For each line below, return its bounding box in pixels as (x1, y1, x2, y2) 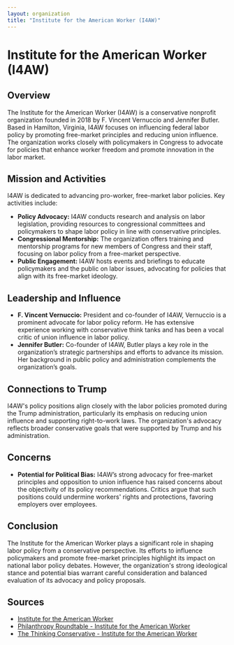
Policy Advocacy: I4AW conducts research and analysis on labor (17, 213, 205, 221)
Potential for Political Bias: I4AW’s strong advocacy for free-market (17, 470, 213, 479)
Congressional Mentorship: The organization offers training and (17, 235, 204, 243)
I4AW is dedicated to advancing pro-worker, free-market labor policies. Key (7, 192, 226, 200)
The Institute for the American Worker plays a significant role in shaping (7, 539, 214, 547)
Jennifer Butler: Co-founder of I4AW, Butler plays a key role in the (17, 341, 209, 349)
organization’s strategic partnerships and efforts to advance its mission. (17, 348, 224, 357)
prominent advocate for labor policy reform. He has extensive (17, 318, 195, 327)
